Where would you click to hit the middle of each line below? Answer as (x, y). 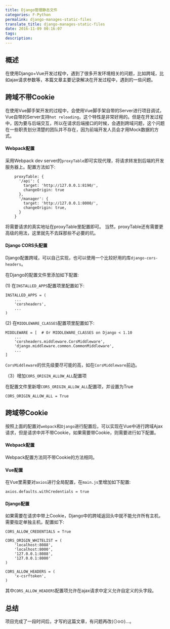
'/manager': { (34, 198)
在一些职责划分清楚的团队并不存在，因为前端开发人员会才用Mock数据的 (80, 129)
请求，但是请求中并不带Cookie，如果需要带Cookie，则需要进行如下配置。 (82, 433)
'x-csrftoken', (30, 576)
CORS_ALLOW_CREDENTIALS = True (38, 532)
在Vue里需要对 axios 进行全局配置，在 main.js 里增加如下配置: (68, 482)
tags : (11, 34)
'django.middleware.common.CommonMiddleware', (64, 346)
